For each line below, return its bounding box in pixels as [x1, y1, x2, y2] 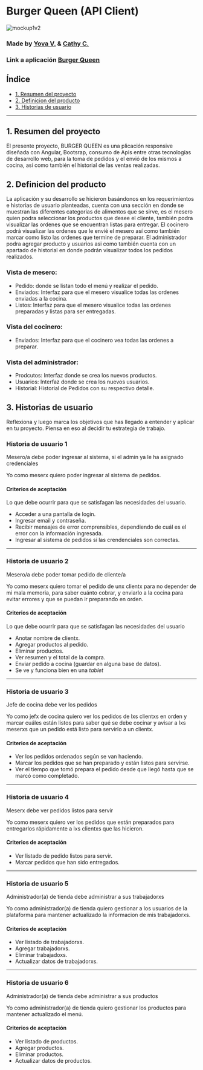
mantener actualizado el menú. [6, 1010, 83, 1017]
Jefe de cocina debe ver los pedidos [6, 701, 98, 708]
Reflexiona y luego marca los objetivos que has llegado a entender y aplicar [6, 418, 195, 425]
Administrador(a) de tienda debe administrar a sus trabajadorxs [6, 893, 164, 901]
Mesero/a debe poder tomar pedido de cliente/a [6, 570, 126, 578]
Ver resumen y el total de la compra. [14, 653, 106, 661]
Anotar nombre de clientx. [14, 634, 80, 642]
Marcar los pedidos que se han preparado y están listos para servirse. [14, 759, 190, 766]
